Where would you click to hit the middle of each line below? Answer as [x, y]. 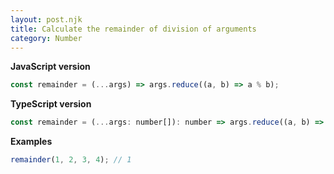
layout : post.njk [46, 19]
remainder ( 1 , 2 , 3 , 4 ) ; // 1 [71, 160]
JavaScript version [50, 67]
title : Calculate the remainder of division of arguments [133, 29]
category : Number [46, 38]
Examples [31, 142]
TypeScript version [51, 104]
